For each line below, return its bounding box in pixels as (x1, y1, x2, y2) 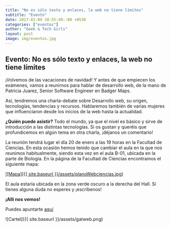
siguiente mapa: (5, 161, 40, 167)
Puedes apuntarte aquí (5, 206, 54, 212)
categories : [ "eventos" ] (5, 22, 59, 27)
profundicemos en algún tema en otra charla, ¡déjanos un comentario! (5, 129, 153, 135)
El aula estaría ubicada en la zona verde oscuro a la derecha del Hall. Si (5, 180, 157, 187)
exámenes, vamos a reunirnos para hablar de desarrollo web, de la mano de (5, 82, 166, 88)
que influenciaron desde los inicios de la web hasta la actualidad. (5, 108, 143, 114)
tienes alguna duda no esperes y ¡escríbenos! (5, 186, 102, 192)
